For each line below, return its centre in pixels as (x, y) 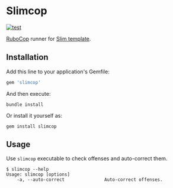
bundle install (25, 105)
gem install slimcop (32, 126)
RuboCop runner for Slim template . (49, 38)
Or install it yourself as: (34, 115)
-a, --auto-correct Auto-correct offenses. (90, 180)
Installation (27, 57)
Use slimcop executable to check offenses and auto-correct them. (87, 158)
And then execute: (28, 93)
